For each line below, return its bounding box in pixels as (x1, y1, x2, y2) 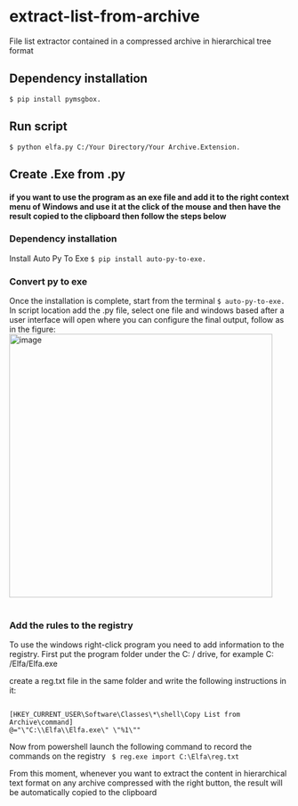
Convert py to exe (9, 275, 87, 287)
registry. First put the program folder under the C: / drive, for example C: (9, 649, 274, 660)
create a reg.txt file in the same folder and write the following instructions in (9, 676, 287, 687)
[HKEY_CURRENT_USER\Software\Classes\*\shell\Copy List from (9, 711, 241, 720)
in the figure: (9, 324, 56, 335)
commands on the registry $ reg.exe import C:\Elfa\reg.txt (9, 751, 240, 761)
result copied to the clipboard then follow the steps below (9, 210, 227, 221)
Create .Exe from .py (9, 167, 126, 182)
